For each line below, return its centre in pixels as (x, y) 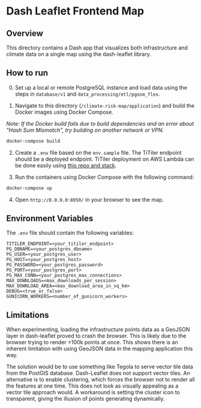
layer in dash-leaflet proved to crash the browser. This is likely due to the (96, 336)
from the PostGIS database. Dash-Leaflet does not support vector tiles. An (98, 373)
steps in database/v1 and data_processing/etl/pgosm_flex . (87, 94)
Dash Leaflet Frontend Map (75, 11)
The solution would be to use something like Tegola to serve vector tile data (100, 367)
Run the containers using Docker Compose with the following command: (104, 177)
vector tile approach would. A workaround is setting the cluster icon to (93, 392)
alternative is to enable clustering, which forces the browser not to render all (100, 380)
